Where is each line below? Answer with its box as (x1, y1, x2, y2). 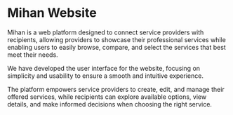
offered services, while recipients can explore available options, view (7, 93, 207, 101)
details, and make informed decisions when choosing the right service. (7, 100, 213, 108)
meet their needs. (7, 50, 58, 59)
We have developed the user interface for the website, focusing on (7, 64, 201, 72)
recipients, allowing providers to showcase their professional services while (7, 35, 226, 43)
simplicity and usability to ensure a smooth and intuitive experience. (7, 72, 204, 80)
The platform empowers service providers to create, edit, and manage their (7, 85, 225, 93)
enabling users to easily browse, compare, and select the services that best (7, 43, 226, 51)
